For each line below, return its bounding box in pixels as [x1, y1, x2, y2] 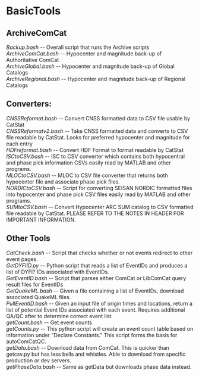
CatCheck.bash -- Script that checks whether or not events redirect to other [6, 249, 193, 256]
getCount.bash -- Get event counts [6, 319, 92, 326]
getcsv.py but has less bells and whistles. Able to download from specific [6, 350, 186, 358]
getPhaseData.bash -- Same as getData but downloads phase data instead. [6, 363, 192, 370]
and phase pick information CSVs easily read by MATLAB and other [6, 159, 171, 166]
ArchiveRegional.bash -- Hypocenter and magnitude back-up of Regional [6, 76, 186, 82]
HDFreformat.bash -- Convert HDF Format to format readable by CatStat [6, 146, 184, 153]
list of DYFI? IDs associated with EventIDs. [6, 268, 109, 275]
